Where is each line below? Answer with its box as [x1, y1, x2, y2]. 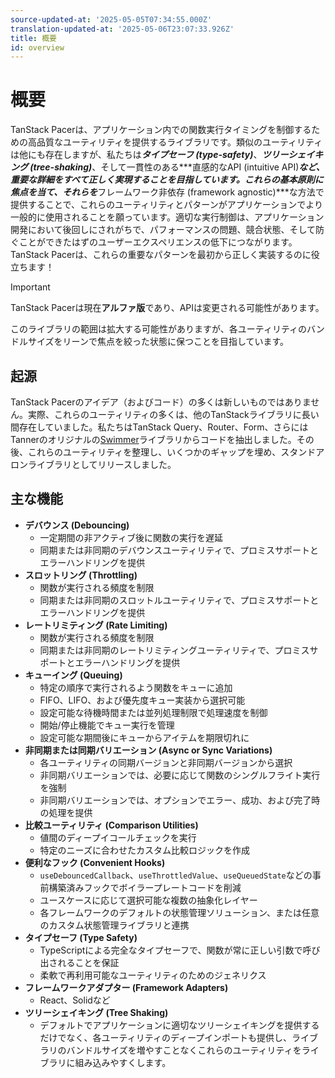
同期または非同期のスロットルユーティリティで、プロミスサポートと [39, 594, 320, 606]
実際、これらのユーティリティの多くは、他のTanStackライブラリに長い [27, 409, 320, 420]
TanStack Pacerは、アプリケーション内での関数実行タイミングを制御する [10, 124, 312, 136]
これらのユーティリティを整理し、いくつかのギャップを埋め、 [27, 446, 282, 458]
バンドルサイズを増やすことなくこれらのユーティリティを [66, 1044, 302, 1056]
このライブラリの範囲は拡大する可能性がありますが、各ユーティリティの [10, 323, 308, 335]
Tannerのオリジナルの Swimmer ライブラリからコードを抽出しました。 [10, 434, 297, 445]
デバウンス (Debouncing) [24, 519, 130, 531]
